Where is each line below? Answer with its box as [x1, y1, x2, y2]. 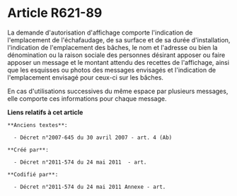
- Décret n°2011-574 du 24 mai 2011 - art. [13, 159, 147, 166]
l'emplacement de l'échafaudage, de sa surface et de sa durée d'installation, [7, 35, 231, 44]
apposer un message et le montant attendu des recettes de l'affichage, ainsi [7, 58, 230, 66]
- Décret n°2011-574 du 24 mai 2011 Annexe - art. [13, 183, 166, 190]
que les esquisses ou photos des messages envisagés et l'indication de [7, 66, 216, 74]
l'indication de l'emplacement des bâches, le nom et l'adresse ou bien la [7, 43, 218, 51]
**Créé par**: [7, 146, 50, 153]
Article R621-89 [7, 5, 103, 21]
